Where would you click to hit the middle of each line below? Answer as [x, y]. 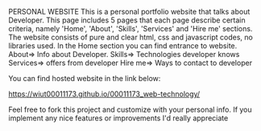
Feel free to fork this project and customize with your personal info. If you [130, 109]
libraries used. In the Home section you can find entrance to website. [123, 46]
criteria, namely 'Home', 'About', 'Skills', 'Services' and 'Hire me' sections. [130, 29]
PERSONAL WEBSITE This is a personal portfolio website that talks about [129, 12]
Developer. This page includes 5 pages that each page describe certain [127, 20]
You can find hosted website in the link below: [85, 78]
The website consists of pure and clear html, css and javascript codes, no [131, 37]
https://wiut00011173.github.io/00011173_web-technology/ [104, 94]
